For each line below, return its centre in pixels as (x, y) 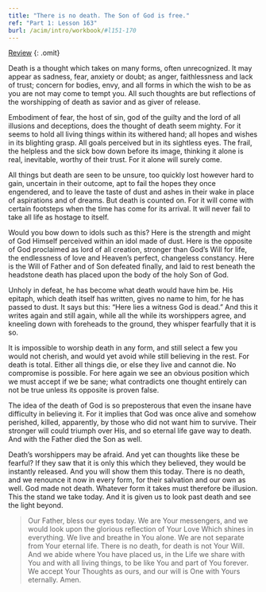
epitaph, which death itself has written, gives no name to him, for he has (126, 299)
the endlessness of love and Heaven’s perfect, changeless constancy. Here (131, 258)
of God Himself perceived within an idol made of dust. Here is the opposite (130, 241)
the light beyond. (36, 505)
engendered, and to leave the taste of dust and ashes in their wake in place (131, 192)
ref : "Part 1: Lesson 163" (53, 23)
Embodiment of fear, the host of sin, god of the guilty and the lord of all (124, 118)
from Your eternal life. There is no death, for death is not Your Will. (136, 546)
